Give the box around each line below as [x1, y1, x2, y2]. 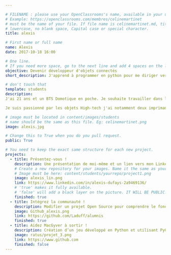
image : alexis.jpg [5, 124, 44, 129]
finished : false [14, 242, 49, 247]
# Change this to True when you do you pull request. [5, 133, 122, 138]
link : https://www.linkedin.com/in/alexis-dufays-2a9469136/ [14, 180, 147, 186]
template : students [5, 87, 47, 92]
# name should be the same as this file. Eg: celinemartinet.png [5, 119, 147, 125]
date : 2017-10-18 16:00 [5, 49, 56, 54]
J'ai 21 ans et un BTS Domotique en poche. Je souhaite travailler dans [5, 96, 163, 101]
